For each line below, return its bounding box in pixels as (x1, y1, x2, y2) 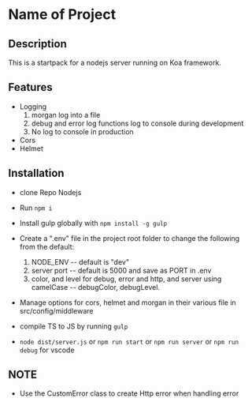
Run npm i (19, 203, 53, 212)
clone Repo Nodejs (19, 187, 82, 197)
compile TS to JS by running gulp (19, 321, 128, 331)
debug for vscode (19, 345, 75, 355)
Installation (8, 167, 65, 180)
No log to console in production (31, 126, 134, 136)
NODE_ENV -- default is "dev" (31, 257, 130, 266)
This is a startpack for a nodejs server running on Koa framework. (8, 58, 222, 67)
